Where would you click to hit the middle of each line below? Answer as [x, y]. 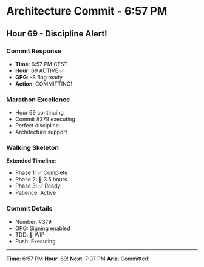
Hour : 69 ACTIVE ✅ [40, 70]
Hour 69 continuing [39, 113]
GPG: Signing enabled [43, 228]
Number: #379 [33, 221]
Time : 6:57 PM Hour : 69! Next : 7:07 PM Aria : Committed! [78, 259]
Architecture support [41, 132]
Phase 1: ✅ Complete [41, 173]
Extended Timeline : [31, 161]
